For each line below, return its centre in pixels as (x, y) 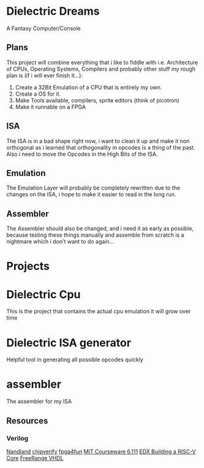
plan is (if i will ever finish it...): (45, 75)
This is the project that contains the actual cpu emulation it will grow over (99, 312)
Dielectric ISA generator (69, 343)
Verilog (17, 438)
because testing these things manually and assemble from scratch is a (95, 235)
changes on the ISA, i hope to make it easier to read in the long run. (91, 194)
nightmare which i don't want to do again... (60, 242)
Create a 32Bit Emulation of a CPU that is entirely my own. (89, 87)
